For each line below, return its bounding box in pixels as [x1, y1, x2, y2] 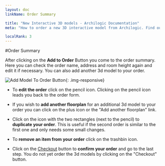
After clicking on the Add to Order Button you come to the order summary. [5, 57, 156, 63]
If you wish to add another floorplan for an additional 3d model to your [12, 101, 156, 107]
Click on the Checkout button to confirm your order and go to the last [12, 146, 154, 152]
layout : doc [5, 7, 29, 12]
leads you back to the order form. [12, 92, 80, 98]
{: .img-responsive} [65, 77, 105, 83]
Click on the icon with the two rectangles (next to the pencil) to [12, 116, 140, 122]
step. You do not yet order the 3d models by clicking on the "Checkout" [12, 151, 157, 157]
